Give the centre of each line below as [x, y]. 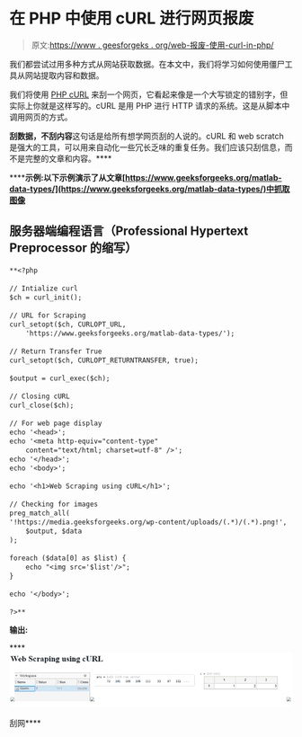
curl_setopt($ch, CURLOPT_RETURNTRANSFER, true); [104, 360]
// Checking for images [54, 504]
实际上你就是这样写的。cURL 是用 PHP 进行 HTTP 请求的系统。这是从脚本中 [150, 105]
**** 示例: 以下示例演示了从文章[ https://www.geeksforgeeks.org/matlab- [146, 177]
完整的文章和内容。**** [68, 158]
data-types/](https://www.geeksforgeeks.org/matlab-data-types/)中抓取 [150, 189]
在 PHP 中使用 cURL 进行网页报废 [132, 18]
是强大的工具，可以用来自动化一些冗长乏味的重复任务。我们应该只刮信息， [147, 147]
